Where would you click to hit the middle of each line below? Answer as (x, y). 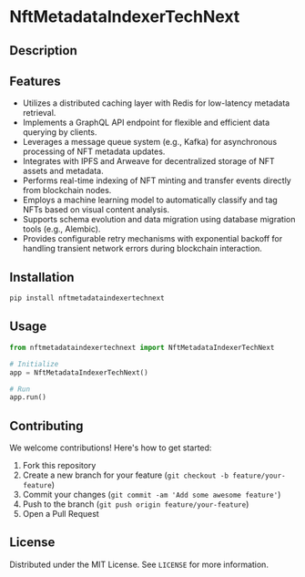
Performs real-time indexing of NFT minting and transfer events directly (157, 180)
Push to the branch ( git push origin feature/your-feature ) (136, 504)
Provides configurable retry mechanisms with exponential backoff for (152, 239)
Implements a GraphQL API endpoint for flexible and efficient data (146, 123)
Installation (42, 277)
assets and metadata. (63, 171)
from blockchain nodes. (67, 191)
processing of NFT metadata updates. (94, 151)
